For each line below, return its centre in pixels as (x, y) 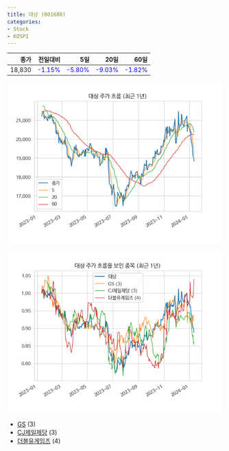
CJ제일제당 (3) (37, 432)
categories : (24, 22)
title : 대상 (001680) (37, 14)
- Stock (18, 29)
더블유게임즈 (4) (39, 441)
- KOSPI (18, 36)
